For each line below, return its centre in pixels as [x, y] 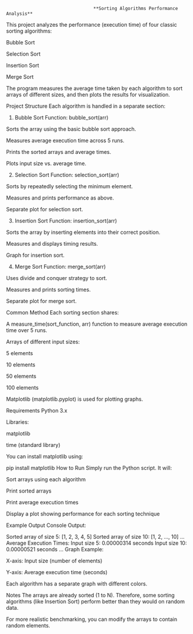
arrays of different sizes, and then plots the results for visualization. [88, 94]
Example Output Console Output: [46, 525]
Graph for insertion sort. [35, 255]
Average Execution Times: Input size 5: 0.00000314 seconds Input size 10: [97, 543]
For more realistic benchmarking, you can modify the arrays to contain [92, 619]
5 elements [20, 353]
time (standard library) [33, 445]
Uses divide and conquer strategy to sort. [57, 278]
